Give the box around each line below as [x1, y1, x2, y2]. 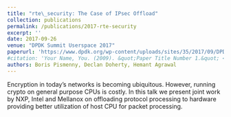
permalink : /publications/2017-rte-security [7, 23, 137, 30]
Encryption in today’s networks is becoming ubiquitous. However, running [7, 80, 216, 88]
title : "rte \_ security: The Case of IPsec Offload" [7, 10, 158, 17]
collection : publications [7, 17, 81, 23]
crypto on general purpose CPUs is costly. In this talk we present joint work [7, 87, 221, 96]
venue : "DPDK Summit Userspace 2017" [7, 42, 115, 49]
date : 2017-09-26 [7, 36, 57, 43]
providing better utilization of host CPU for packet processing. [7, 102, 183, 110]
